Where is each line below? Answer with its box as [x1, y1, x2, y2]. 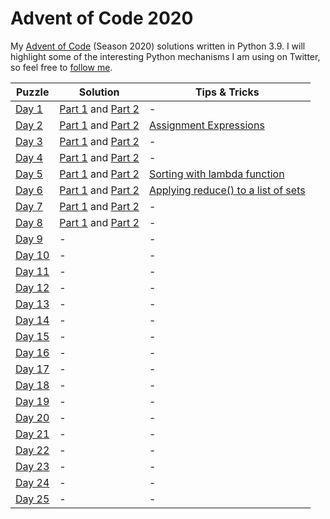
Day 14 [15, 313, 50, 327]
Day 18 [15, 378, 50, 392]
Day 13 [15, 297, 50, 311]
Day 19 [15, 394, 50, 408]
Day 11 [15, 264, 50, 278]
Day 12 [15, 280, 50, 294]
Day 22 [15, 443, 50, 457]
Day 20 [15, 410, 50, 424]
